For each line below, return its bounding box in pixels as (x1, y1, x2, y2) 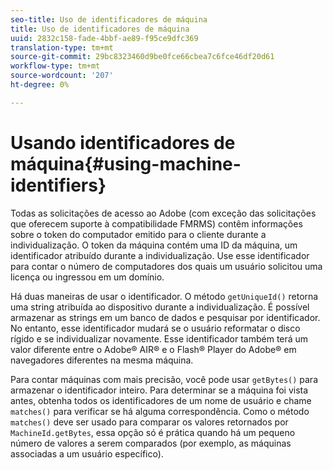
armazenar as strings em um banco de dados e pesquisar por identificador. (10, 311, 321, 323)
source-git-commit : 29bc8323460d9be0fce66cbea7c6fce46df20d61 (10, 52, 275, 62)
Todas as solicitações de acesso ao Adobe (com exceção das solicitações (10, 207, 317, 219)
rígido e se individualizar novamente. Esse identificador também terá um (10, 332, 309, 345)
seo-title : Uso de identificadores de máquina (10, 14, 208, 25)
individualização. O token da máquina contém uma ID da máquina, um (10, 239, 298, 251)
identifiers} (10, 174, 107, 196)
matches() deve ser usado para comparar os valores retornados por (10, 416, 289, 428)
